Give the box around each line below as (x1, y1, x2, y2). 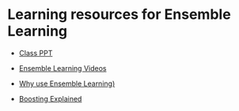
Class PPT (18, 48, 53, 57)
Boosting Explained (18, 94, 82, 103)
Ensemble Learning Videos (18, 63, 107, 72)
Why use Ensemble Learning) (18, 79, 116, 88)
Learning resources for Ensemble (7, 6, 231, 24)
